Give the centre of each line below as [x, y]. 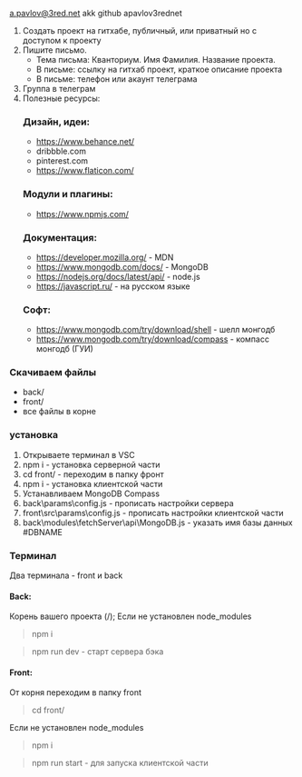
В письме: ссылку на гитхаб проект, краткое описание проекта [159, 69]
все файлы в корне [59, 412]
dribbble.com [61, 151]
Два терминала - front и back [66, 575]
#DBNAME [43, 532]
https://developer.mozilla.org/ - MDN [105, 257]
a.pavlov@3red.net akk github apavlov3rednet [96, 13]
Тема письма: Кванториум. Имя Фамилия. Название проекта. [156, 60]
